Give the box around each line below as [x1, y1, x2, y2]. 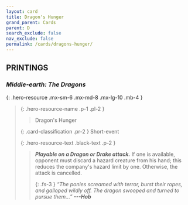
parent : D [6, 25, 30, 31]
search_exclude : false [6, 30, 61, 36]
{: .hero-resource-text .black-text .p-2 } [20, 139, 116, 146]
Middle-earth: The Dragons [6, 80, 86, 88]
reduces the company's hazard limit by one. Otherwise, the [35, 163, 178, 170]
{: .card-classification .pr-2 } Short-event [20, 128, 119, 135]
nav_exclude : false [6, 36, 54, 42]
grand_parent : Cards [6, 19, 57, 25]
